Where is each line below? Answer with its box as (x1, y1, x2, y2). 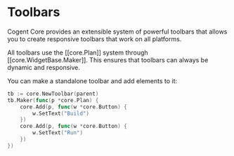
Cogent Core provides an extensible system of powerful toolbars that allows (7, 27, 228, 36)
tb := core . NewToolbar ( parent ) (7, 90, 99, 97)
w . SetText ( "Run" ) (32, 129, 83, 136)
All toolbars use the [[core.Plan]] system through (7, 48, 149, 57)
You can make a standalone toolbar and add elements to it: (7, 76, 178, 85)
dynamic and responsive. (7, 63, 81, 71)
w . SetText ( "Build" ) (32, 110, 90, 117)
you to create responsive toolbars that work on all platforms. (7, 34, 182, 43)
